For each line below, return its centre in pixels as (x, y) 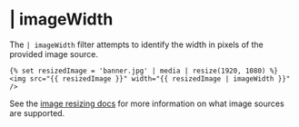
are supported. (37, 112)
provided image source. (54, 54)
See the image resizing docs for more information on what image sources (147, 103)
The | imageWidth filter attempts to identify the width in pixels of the (136, 44)
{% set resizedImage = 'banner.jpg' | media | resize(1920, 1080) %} (144, 71)
